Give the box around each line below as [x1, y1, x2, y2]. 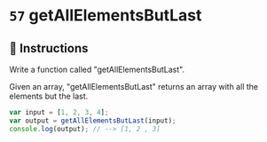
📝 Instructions [9, 41, 89, 56]
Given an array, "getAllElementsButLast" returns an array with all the [9, 82, 259, 91]
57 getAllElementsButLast [9, 5, 202, 26]
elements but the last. [9, 91, 89, 101]
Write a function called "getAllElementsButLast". [9, 64, 185, 75]
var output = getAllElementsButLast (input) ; [9, 116, 177, 125]
